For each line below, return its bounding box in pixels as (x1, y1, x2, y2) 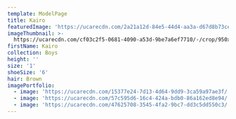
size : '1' (7, 62, 37, 69)
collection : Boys (7, 50, 58, 57)
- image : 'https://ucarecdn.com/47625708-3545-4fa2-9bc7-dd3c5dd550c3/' (13, 101, 231, 108)
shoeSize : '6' (7, 69, 49, 76)
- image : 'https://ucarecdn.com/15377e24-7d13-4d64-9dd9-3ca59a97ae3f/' (13, 88, 231, 95)
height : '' (7, 56, 39, 63)
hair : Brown (7, 75, 42, 83)
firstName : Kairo (7, 43, 58, 50)
